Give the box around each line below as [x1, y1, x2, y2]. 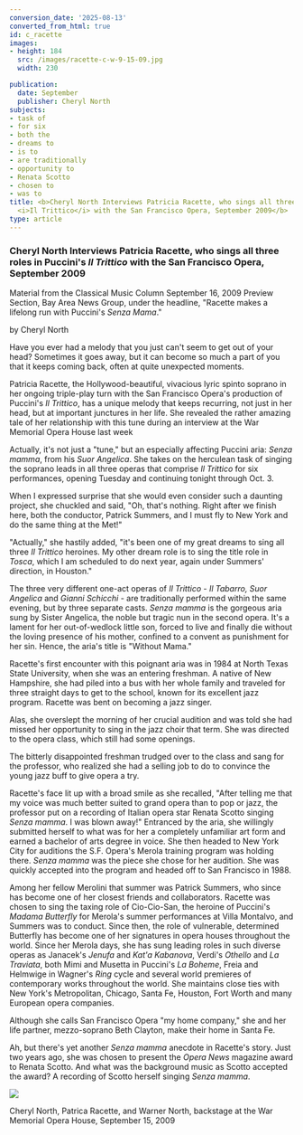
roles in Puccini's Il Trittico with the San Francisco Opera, [9, 255, 264, 268]
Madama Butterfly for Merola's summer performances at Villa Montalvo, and [9, 911, 294, 922]
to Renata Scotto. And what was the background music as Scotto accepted [9, 1062, 289, 1073]
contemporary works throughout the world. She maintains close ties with [9, 979, 280, 989]
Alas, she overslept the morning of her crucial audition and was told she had [9, 714, 293, 725]
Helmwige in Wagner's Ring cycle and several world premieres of [9, 969, 252, 979]
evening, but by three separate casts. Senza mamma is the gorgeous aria [9, 602, 282, 613]
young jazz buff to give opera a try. [9, 771, 140, 781]
